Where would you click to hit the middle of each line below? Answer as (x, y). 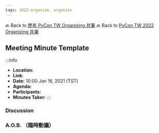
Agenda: (22, 86)
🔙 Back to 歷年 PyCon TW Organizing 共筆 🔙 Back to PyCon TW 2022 (79, 25)
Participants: (27, 92)
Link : (18, 76)
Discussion (20, 110)
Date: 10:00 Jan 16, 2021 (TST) (45, 81)
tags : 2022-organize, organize (39, 10)
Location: (23, 70)
